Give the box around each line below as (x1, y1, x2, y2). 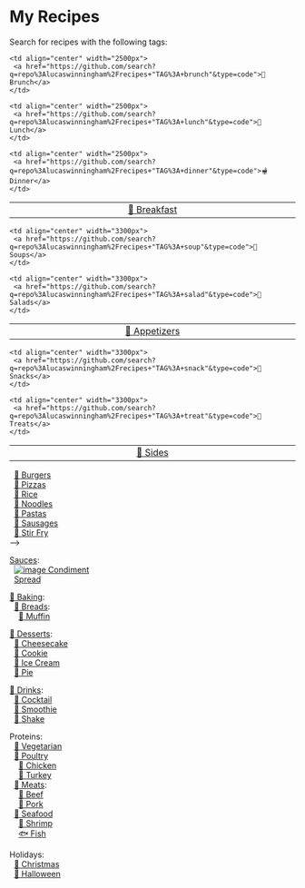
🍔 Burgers (13, 469, 52, 480)
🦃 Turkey (17, 769, 52, 780)
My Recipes (9, 6, 100, 27)
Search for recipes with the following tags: (9, 36, 168, 47)
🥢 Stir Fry (13, 527, 49, 538)
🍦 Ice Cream (13, 656, 61, 668)
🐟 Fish (17, 828, 47, 839)
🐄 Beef (17, 788, 44, 800)
